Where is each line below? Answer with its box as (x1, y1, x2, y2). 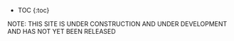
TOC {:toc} (17, 6, 50, 14)
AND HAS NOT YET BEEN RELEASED (7, 28, 116, 35)
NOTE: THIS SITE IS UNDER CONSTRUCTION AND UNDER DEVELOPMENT (7, 20, 228, 28)
